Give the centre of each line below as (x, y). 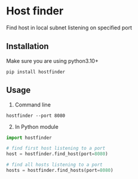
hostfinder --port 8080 (36, 116)
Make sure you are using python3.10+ (52, 60)
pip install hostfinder (36, 72)
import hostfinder (29, 138)
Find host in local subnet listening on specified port (69, 28)
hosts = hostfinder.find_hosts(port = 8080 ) (60, 171)
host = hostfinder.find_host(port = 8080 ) (57, 154)
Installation (27, 46)
